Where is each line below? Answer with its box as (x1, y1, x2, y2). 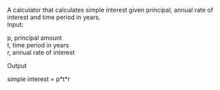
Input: (7, 21, 24, 28)
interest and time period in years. (7, 13, 101, 21)
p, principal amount (7, 34, 63, 42)
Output (7, 62, 27, 69)
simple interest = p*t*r (7, 75, 71, 83)
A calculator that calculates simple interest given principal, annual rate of (7, 6, 214, 14)
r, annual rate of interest (7, 48, 75, 56)
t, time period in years (7, 41, 69, 49)
